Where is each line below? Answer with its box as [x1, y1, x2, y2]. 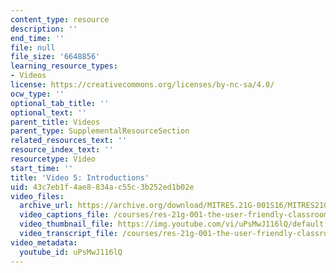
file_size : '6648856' [10, 52, 101, 62]
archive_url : [19, 201, 74, 211]
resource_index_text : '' [10, 145, 114, 155]
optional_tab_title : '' [10, 98, 110, 108]
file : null [10, 42, 56, 53]
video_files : [10, 191, 65, 201]
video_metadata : [10, 237, 78, 248]
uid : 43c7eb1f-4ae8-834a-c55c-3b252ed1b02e [10, 182, 195, 192]
